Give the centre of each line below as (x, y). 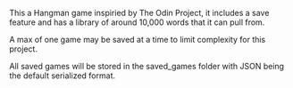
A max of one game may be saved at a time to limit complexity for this (138, 40)
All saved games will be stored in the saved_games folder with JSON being (146, 66)
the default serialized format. (63, 76)
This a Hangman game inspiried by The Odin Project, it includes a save (139, 13)
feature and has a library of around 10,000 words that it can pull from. (137, 22)
